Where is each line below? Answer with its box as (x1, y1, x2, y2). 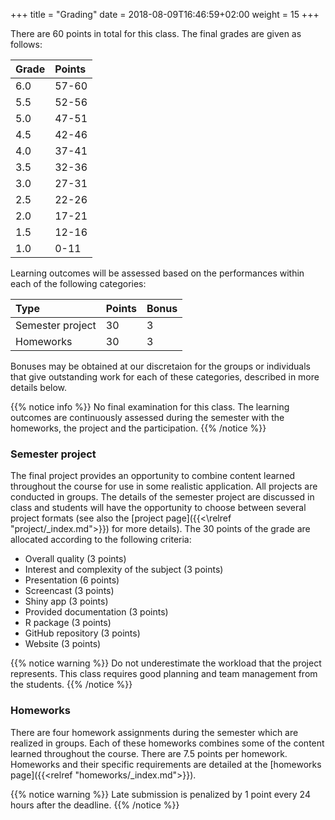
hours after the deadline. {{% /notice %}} (10, 799, 180, 811)
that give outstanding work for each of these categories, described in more (10, 371, 320, 383)
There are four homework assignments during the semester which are (10, 726, 299, 738)
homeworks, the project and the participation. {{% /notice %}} (10, 422, 267, 434)
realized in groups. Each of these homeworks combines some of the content (10, 737, 325, 749)
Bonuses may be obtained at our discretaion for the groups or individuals (10, 360, 312, 372)
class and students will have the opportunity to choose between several (10, 502, 307, 514)
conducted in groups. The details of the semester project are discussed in (10, 491, 315, 503)
